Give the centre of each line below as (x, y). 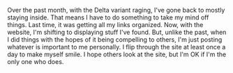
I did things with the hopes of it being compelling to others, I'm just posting (115, 40)
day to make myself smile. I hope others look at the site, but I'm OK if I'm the (117, 54)
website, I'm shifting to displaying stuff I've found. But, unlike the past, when (117, 32)
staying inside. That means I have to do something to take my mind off (108, 17)
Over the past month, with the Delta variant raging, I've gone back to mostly (116, 10)
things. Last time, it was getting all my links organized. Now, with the (105, 25)
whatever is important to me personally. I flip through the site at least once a (116, 47)
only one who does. (36, 62)
